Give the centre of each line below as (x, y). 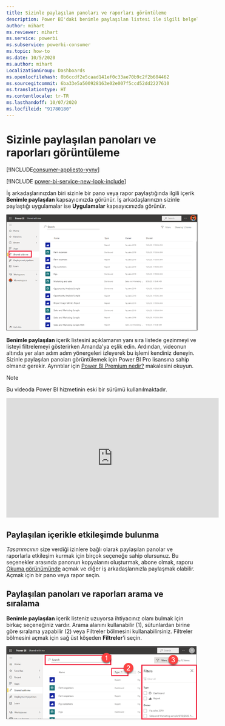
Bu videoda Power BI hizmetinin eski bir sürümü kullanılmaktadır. (87, 389)
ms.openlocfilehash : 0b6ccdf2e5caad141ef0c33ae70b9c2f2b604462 (88, 77)
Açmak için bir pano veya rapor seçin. (54, 575)
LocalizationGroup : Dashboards (46, 70)
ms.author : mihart (29, 64)
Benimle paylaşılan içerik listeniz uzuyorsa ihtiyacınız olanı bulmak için (95, 618)
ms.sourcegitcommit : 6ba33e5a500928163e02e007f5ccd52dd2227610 (88, 83)
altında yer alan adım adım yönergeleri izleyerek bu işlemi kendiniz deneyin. (101, 353)
